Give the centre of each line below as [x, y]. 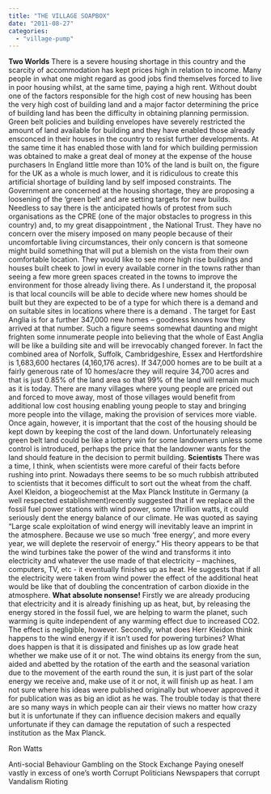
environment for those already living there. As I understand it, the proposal [132, 285]
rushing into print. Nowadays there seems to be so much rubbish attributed [133, 475]
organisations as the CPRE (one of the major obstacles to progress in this [130, 216]
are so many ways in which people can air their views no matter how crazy [133, 707]
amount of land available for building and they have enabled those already [132, 130]
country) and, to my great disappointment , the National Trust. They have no [135, 225]
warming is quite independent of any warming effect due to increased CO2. [134, 621]
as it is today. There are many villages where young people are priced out [131, 389]
